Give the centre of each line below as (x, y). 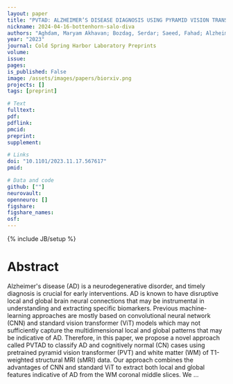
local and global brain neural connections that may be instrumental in (106, 301)
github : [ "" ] (26, 187)
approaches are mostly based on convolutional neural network (121, 315)
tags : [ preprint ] (32, 91)
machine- (193, 308)
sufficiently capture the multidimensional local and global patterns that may (115, 330)
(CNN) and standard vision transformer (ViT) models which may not (104, 323)
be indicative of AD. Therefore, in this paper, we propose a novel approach (114, 337)
